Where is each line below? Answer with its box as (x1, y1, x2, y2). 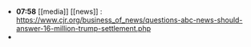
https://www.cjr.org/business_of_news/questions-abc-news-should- (15, 15, 243, 25)
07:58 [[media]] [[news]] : (15, 7, 103, 16)
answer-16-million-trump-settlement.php (15, 24, 151, 33)
